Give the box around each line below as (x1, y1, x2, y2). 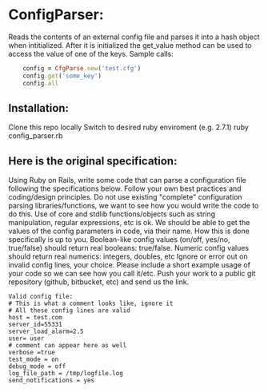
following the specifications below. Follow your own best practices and (8, 184, 242, 193)
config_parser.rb (8, 131, 63, 141)
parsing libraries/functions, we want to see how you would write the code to (8, 201, 259, 211)
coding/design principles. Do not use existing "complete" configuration (8, 192, 242, 202)
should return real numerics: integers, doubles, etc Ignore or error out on (8, 251, 248, 261)
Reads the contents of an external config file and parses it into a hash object (8, 32, 260, 42)
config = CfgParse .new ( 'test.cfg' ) (22, 64, 142, 73)
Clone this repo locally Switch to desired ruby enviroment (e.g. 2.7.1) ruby (8, 122, 250, 133)
